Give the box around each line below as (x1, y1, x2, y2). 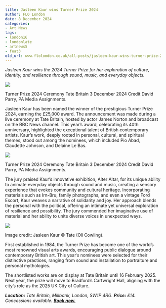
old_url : (5, 53, 23, 58)
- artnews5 (5, 44, 28, 49)
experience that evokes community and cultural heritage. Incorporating (5, 187, 150, 193)
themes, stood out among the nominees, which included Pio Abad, (5, 137, 141, 144)
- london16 (5, 35, 28, 40)
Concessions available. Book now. (5, 298, 76, 304)
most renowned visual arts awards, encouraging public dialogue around (5, 247, 152, 253)
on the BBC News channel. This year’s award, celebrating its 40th (5, 122, 139, 128)
